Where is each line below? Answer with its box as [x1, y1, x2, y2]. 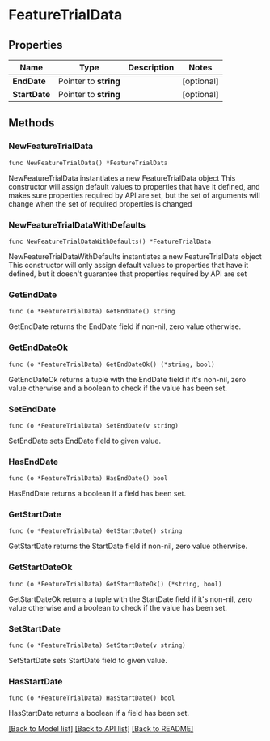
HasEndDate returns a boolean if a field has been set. [8, 488, 187, 499]
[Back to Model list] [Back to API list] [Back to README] [8, 724, 194, 734]
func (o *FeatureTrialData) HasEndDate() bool [8, 475, 168, 483]
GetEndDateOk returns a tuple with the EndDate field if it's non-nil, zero [8, 374, 247, 384]
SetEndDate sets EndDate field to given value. [8, 436, 162, 445]
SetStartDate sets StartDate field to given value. [8, 656, 168, 666]
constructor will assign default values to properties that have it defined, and [8, 181, 260, 191]
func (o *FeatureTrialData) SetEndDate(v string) [8, 421, 179, 430]
